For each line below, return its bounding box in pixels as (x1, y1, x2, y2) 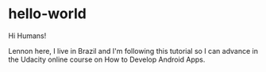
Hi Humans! (8, 31, 47, 40)
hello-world (8, 5, 87, 23)
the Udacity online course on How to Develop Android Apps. (8, 55, 206, 64)
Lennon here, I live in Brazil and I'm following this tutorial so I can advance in (8, 46, 258, 55)
